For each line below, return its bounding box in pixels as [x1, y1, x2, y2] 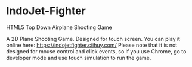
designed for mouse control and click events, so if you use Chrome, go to [6, 47, 187, 55]
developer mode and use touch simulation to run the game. [6, 54, 151, 61]
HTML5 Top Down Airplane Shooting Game [6, 24, 112, 31]
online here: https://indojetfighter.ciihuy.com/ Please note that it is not [6, 42, 178, 49]
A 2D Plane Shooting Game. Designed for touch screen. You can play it [6, 35, 181, 42]
